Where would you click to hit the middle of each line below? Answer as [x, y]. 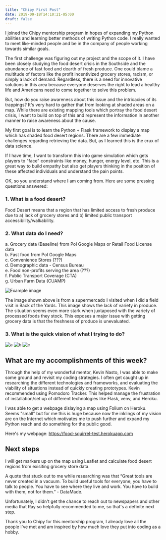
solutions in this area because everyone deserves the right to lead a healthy [83, 85]
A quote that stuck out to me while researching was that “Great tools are [79, 476]
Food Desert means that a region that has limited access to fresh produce [80, 210]
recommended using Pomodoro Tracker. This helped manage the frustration [83, 393]
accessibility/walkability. [30, 220]
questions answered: [27, 186]
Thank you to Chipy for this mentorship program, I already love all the [76, 521]
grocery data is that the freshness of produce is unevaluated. [68, 321]
